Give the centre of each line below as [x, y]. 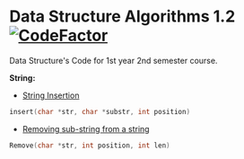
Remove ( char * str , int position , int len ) [90, 146]
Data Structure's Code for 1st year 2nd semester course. [113, 60]
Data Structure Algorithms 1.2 [122, 17]
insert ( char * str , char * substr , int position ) [100, 111]
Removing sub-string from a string [86, 128]
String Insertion [51, 95]
